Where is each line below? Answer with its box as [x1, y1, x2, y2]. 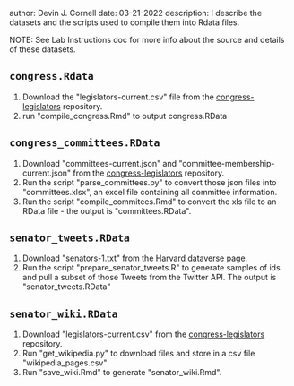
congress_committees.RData [9, 136, 160, 150]
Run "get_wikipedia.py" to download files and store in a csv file [22, 348, 255, 359]
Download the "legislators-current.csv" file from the [22, 91, 215, 102]
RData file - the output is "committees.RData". [22, 205, 192, 216]
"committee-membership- [178, 158, 275, 168]
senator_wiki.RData [9, 307, 118, 321]
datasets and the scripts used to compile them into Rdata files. [9, 17, 240, 28]
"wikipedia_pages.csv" [22, 357, 108, 368]
